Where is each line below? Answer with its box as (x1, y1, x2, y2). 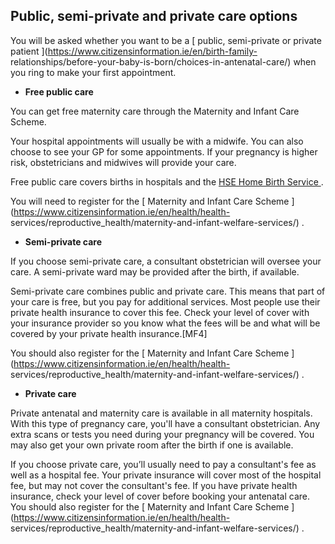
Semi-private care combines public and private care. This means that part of (10, 285, 326, 297)
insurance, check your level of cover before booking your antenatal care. (10, 490, 311, 502)
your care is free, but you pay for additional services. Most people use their (10, 295, 321, 308)
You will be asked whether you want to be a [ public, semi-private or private (10, 34, 322, 46)
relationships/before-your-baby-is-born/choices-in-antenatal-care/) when (10, 55, 317, 68)
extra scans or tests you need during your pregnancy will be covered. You (10, 428, 315, 440)
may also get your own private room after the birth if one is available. (10, 439, 294, 451)
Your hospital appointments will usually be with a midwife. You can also (10, 135, 304, 147)
